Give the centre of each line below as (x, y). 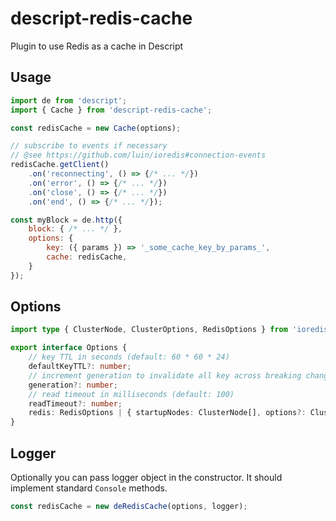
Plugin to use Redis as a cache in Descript (97, 46)
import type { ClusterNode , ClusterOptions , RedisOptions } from (149, 330)
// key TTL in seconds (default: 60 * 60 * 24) (129, 357)
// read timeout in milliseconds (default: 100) (131, 394)
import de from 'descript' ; (69, 100)
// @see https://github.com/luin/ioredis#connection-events (138, 155)
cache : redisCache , (87, 257)
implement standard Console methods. (89, 488)
